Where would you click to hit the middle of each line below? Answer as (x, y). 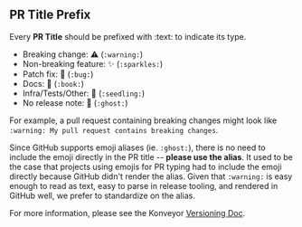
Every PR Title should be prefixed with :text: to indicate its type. (128, 36)
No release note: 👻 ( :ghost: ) (75, 102)
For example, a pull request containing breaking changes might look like (143, 120)
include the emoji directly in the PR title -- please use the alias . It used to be (151, 156)
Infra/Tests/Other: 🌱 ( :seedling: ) (84, 93)
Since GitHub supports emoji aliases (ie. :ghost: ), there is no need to (137, 147)
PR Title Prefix (50, 15)
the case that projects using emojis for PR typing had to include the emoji (146, 166)
